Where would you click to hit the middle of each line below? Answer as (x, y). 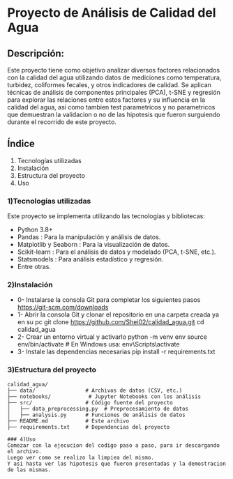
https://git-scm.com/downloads (63, 307)
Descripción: (36, 53)
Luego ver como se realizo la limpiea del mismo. (81, 457)
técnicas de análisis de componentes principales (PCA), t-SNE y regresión (114, 92)
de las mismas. (29, 470)
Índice (21, 144)
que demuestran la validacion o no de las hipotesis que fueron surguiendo (114, 114)
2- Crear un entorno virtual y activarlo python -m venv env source (112, 337)
